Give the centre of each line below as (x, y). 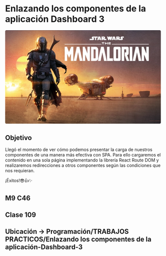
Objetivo (19, 137)
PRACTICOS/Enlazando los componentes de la (78, 239)
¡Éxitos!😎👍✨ (19, 181)
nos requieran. (20, 171)
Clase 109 (21, 215)
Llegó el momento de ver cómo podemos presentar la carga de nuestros (79, 150)
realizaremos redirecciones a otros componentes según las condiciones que (83, 165)
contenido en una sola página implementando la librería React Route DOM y (82, 160)
